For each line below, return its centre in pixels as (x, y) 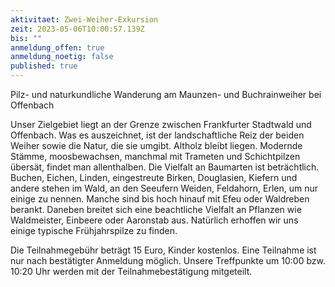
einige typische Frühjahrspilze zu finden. (94, 230)
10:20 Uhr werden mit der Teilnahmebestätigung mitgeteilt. (131, 271)
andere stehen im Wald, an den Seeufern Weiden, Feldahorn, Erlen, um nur (164, 188)
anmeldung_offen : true (57, 47)
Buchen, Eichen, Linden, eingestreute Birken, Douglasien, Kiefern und (154, 177)
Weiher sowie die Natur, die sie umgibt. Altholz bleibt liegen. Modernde (156, 145)
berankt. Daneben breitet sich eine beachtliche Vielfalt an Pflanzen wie (156, 209)
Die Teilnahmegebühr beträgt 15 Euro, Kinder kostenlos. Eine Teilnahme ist (163, 250)
